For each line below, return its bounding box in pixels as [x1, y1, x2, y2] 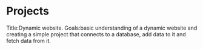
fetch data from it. [6, 37, 52, 44]
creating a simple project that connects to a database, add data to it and [6, 30, 186, 38]
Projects [6, 4, 50, 18]
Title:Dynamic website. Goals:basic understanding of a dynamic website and [6, 24, 198, 31]
